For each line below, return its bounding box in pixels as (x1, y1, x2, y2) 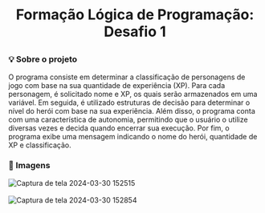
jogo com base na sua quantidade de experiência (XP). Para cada (8, 80, 226, 90)
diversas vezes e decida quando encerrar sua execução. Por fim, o (8, 123, 230, 133)
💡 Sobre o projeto (8, 54, 78, 65)
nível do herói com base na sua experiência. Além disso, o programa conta (8, 106, 255, 115)
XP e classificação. (8, 140, 71, 150)
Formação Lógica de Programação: (15, 6, 255, 24)
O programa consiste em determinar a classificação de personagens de (8, 72, 246, 82)
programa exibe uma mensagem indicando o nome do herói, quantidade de (8, 131, 258, 141)
